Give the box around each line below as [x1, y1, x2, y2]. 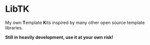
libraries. [5, 24, 23, 30]
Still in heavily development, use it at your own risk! [5, 34, 113, 40]
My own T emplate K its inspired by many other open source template [5, 20, 145, 25]
